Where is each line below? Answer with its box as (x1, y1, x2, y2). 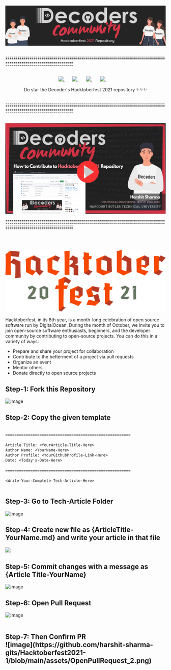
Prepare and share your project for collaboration (12, 348, 114, 354)
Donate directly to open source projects (12, 370, 96, 376)
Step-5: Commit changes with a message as (5, 562, 149, 571)
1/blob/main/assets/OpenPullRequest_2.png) (5, 656, 152, 665)
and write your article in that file (56, 533, 160, 542)
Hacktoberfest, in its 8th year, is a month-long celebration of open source (5, 317, 159, 323)
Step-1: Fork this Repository (5, 384, 96, 393)
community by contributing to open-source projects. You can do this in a (5, 333, 158, 339)
